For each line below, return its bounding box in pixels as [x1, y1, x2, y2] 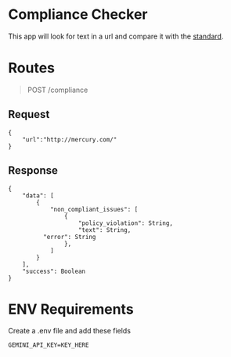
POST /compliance [27, 85, 88, 94]
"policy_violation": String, [78, 219, 174, 227]
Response [8, 164, 59, 178]
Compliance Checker [8, 6, 148, 24]
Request [8, 108, 50, 121]
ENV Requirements [8, 300, 135, 318]
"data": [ [22, 191, 55, 200]
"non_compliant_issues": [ [49, 205, 139, 213]
